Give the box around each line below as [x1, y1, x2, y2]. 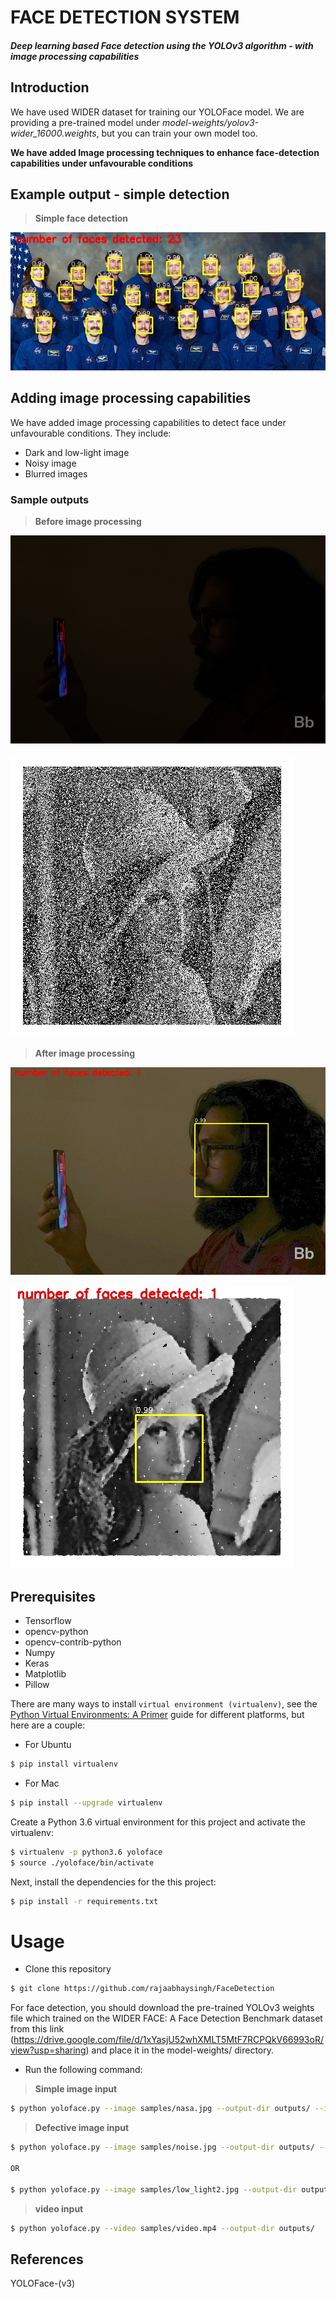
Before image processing [34, 516, 142, 528]
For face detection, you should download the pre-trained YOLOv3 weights [10, 2002, 315, 2014]
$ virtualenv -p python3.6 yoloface [10, 1847, 163, 1857]
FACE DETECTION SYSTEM [10, 6, 240, 29]
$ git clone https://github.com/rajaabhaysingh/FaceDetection [10, 1984, 275, 1994]
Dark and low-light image [24, 446, 130, 458]
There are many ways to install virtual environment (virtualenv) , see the [10, 1698, 318, 1710]
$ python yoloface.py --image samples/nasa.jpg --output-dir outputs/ [10, 2104, 311, 2114]
